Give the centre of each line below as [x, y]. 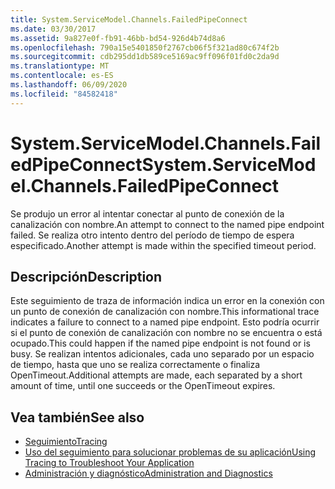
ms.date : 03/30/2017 [53, 29]
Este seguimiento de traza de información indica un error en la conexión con [167, 301]
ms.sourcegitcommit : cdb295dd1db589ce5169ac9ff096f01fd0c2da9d [145, 57]
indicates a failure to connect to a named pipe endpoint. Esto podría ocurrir [165, 322]
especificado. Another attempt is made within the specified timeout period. [163, 245]
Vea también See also [77, 417]
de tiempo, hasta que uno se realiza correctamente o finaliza [135, 365]
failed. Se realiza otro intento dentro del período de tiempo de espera [152, 235]
